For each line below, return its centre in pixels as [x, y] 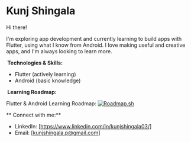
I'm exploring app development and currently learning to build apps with [94, 38]
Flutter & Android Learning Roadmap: [51, 103]
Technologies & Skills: [35, 63]
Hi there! [17, 27]
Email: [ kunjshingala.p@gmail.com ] [57, 133]
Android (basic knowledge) [48, 80]
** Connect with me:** [33, 115]
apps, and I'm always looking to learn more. [59, 51]
